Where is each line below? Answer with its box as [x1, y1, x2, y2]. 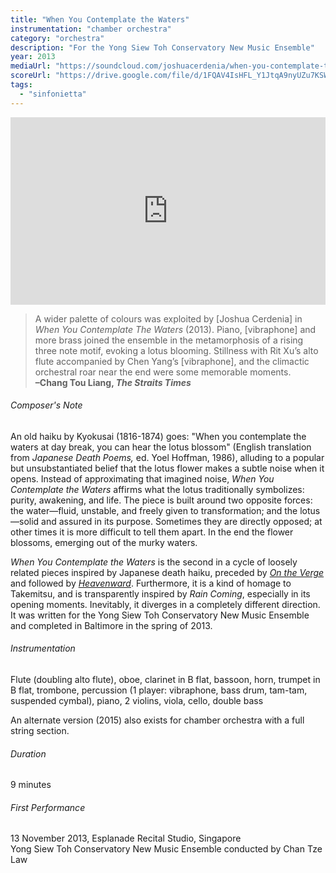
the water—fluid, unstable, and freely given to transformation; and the [10, 504, 298, 516]
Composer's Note [10, 399, 83, 411]
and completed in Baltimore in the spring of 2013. [10, 619, 213, 631]
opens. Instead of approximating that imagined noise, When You [10, 472, 275, 485]
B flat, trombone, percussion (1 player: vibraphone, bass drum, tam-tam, [10, 684, 308, 696]
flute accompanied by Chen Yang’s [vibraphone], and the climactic [34, 355, 310, 367]
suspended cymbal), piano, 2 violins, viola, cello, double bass [10, 695, 264, 707]
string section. [10, 725, 70, 737]
